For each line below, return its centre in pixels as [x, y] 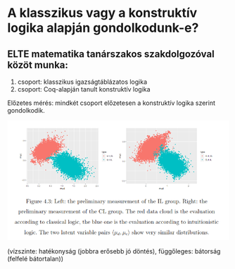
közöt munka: [38, 65]
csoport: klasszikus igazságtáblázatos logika [82, 82]
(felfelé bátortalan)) [35, 259]
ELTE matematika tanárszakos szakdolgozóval [111, 54]
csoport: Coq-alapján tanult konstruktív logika [84, 89]
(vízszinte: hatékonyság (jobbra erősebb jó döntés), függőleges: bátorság [114, 251]
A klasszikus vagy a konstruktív [102, 13]
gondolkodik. [26, 110]
